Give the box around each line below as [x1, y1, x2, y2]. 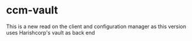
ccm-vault [6, 4, 58, 17]
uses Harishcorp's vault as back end [6, 29, 96, 36]
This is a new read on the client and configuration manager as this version [6, 23, 187, 30]
